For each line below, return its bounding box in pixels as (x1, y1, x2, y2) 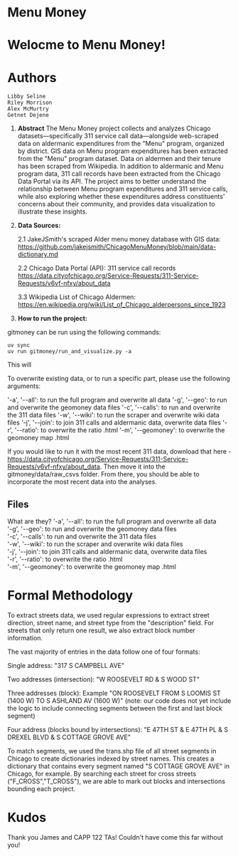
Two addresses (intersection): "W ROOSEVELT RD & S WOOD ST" (7, 675, 200, 684)
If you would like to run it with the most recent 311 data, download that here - (7, 447, 232, 456)
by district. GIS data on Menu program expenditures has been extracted (17, 147, 229, 155)
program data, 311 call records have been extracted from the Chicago (17, 169, 221, 178)
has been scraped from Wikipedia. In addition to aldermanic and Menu (17, 162, 224, 171)
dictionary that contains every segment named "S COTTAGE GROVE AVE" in (7, 762, 229, 771)
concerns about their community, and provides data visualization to (17, 200, 215, 209)
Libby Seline (7, 93, 46, 100)
